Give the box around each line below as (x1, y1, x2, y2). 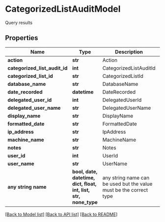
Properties (5, 34, 38, 42)
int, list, (72, 186, 90, 193)
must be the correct (102, 186, 148, 193)
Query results (5, 20, 33, 25)
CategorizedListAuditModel (5, 3, 121, 15)
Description (115, 48, 143, 55)
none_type (72, 198, 98, 205)
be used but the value (102, 180, 153, 187)
